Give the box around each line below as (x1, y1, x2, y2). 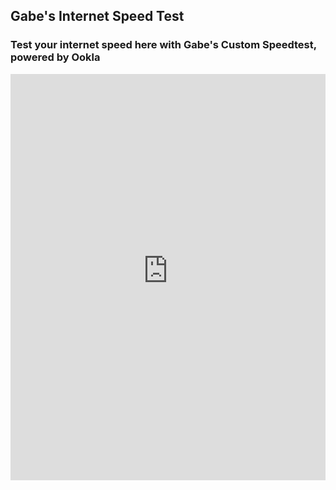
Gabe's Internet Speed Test (10, 8, 185, 25)
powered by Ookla (10, 50, 101, 64)
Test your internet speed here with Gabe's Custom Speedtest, (10, 38, 317, 52)
